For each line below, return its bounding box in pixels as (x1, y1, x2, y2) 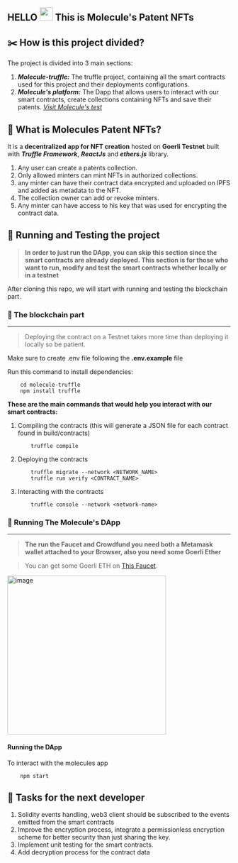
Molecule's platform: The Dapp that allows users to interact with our (17, 88, 220, 97)
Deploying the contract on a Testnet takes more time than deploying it (24, 333, 229, 341)
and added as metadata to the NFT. (17, 186, 122, 195)
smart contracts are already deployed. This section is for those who (24, 255, 229, 264)
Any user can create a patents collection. (17, 164, 138, 172)
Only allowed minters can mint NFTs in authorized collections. (17, 171, 198, 180)
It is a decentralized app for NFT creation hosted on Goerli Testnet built (7, 143, 220, 151)
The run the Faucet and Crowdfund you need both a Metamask (24, 540, 214, 549)
